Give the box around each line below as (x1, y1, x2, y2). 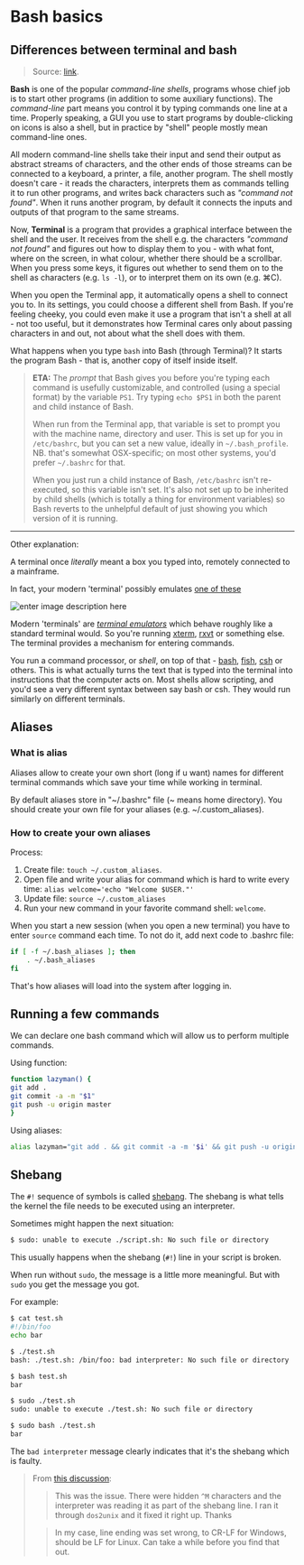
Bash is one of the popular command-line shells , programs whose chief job (10, 84, 291, 94)
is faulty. (10, 1455, 42, 1466)
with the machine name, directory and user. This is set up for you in (32, 429, 283, 439)
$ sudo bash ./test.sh (10, 1421, 96, 1431)
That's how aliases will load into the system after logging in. (10, 980, 233, 991)
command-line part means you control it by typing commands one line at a (10, 103, 288, 114)
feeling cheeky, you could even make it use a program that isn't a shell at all (10, 309, 292, 319)
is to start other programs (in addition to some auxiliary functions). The (10, 93, 273, 104)
